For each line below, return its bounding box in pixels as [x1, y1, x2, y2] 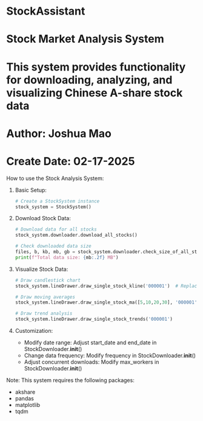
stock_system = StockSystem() [15, 204, 92, 210]
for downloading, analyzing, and [6, 73, 173, 86]
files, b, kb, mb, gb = [15, 249, 76, 255]
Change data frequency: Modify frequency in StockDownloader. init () [24, 352, 196, 360]
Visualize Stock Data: [15, 265, 68, 273]
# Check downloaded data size [15, 243, 92, 249]
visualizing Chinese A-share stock [6, 86, 183, 100]
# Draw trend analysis [15, 310, 73, 317]
